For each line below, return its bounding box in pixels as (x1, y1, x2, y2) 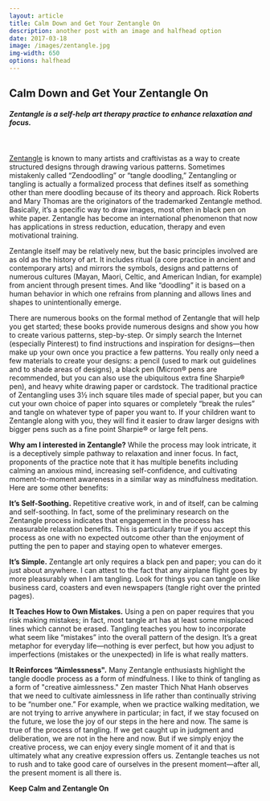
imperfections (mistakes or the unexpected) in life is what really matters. (9, 650, 248, 659)
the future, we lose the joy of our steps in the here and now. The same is (9, 716, 248, 726)
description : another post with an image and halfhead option (9, 27, 222, 35)
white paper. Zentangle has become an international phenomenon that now (9, 214, 258, 223)
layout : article (9, 11, 63, 20)
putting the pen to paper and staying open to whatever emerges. (9, 542, 223, 551)
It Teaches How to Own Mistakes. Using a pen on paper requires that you (9, 607, 255, 616)
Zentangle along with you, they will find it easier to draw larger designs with (9, 416, 260, 425)
